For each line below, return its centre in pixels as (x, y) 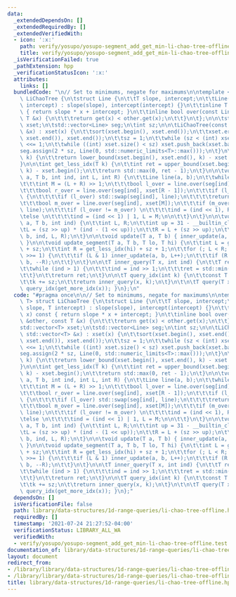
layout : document (33, 556)
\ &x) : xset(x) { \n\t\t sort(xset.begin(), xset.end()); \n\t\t (114, 131)
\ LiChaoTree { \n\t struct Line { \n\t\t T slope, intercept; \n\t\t (118, 99)
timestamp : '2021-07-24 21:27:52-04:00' (73, 524)
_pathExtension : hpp (44, 66)
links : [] (34, 86)
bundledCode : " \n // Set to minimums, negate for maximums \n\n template (119, 92)
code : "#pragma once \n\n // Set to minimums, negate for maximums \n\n (117, 295)
